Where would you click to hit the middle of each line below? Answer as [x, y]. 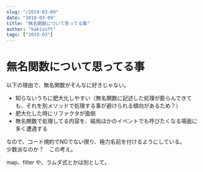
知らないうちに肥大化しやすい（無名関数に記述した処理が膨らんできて [103, 98]
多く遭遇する [31, 129]
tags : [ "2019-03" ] [30, 35]
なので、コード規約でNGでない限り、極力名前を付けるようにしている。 [96, 142]
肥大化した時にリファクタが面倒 [55, 113]
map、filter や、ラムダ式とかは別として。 [58, 162]
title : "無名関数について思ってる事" [48, 23]
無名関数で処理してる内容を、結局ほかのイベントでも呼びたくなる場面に [106, 121]
